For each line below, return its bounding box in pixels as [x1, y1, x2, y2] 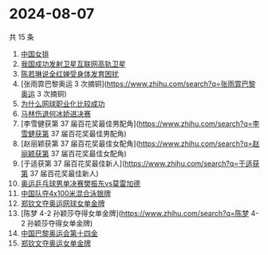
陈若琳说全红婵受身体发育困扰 [20, 69, 119, 78]
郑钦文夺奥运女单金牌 [20, 238, 91, 248]
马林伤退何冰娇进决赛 [20, 108, 91, 118]
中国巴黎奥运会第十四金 [20, 228, 98, 237]
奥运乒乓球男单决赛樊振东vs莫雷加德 [20, 178, 141, 188]
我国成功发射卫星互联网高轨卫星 [20, 59, 126, 69]
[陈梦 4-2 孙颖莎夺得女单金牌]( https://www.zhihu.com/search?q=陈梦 [20, 208, 250, 218]
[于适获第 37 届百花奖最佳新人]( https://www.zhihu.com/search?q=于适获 [20, 159, 260, 168]
